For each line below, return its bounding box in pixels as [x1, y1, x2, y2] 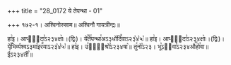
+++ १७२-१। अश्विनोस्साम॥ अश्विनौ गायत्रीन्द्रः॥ [7, 21, 120, 29]
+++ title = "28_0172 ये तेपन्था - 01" [7, 7, 103, 15]
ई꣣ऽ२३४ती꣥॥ [7, 50, 33, 59]
